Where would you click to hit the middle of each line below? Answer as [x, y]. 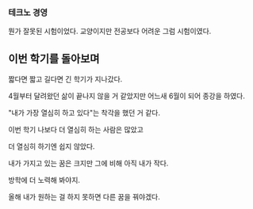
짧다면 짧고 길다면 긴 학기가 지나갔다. [65, 79]
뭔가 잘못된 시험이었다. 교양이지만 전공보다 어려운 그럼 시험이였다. [110, 31]
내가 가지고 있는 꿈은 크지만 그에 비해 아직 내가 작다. [88, 163]
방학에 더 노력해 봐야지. [44, 180]
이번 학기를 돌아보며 [54, 58]
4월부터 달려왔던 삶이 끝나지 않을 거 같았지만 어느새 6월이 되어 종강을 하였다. [127, 96]
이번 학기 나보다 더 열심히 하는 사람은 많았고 [76, 130]
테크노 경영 [28, 12]
